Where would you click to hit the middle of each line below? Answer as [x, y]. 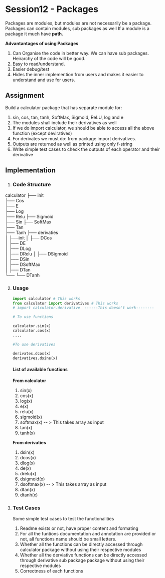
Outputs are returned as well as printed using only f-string [72, 144]
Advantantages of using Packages [42, 43]
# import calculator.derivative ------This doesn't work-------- [83, 308]
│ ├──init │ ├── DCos [29, 238]
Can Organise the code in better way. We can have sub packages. [81, 53]
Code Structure [32, 185]
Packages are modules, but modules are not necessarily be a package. [78, 23]
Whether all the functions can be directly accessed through [81, 544]
